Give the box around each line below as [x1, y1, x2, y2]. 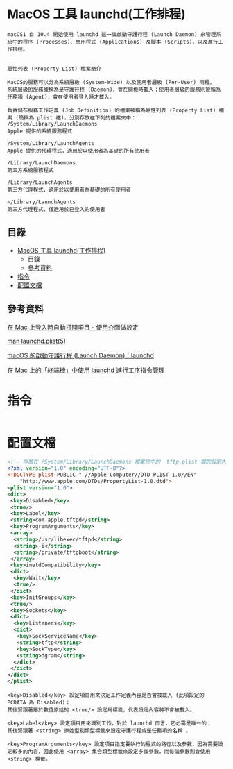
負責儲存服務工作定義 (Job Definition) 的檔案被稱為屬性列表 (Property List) [7, 107, 216, 114]
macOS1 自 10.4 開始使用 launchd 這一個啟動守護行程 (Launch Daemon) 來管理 [7, 31, 216, 38]
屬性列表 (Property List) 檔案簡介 [7, 65, 102, 72]
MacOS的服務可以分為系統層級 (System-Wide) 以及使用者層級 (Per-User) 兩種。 [7, 78, 215, 85]
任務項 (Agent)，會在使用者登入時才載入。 [7, 93, 115, 101]
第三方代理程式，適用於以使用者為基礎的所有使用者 [7, 186, 132, 193]
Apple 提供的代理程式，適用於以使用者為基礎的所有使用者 [7, 147, 150, 154]
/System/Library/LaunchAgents [7, 140, 95, 146]
